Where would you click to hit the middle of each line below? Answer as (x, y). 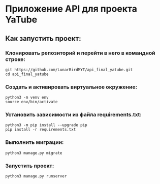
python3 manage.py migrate (34, 153)
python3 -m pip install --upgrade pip (46, 125)
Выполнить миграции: (35, 142)
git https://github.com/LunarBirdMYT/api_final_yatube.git (69, 70)
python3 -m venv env (27, 98)
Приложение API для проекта (71, 9)
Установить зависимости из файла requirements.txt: (74, 115)
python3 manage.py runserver (36, 176)
